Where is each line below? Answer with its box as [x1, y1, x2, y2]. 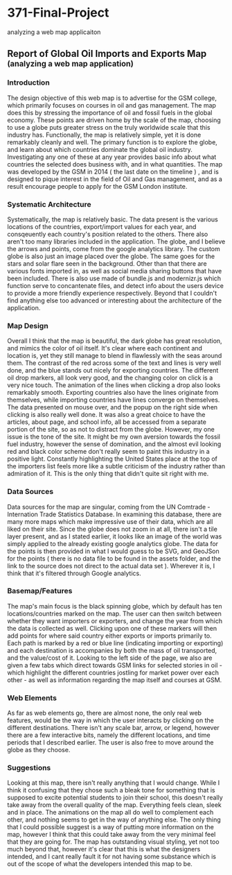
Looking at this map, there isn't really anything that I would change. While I [7, 779, 220, 787]
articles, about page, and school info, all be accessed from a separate [7, 418, 206, 426]
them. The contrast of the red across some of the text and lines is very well [7, 359, 222, 367]
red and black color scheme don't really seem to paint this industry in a [7, 448, 210, 456]
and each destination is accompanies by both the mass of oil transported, [7, 646, 217, 654]
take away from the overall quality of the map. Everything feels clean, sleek [7, 801, 222, 809]
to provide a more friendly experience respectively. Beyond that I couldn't [7, 289, 217, 297]
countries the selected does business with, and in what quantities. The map [7, 160, 223, 168]
